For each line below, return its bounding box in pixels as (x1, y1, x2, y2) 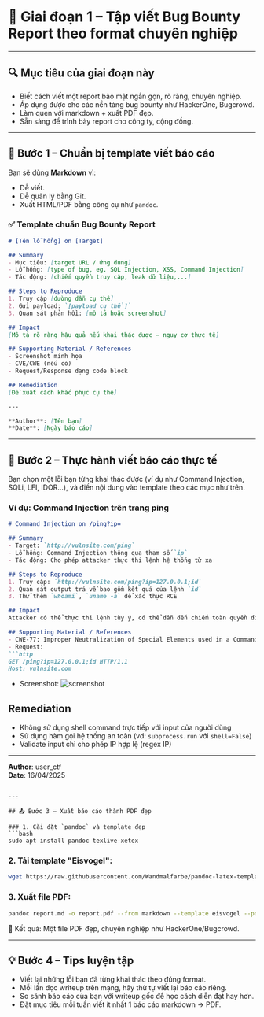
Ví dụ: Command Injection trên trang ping (8, 502, 169, 513)
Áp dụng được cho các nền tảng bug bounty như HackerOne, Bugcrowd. (19, 99, 255, 109)
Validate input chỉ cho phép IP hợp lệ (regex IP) (19, 740, 172, 749)
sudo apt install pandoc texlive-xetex (8, 837, 139, 845)
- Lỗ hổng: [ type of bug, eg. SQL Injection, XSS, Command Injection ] (8, 266, 244, 274)
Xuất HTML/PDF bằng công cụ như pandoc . (19, 199, 159, 209)
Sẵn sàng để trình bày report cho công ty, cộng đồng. (19, 116, 194, 126)
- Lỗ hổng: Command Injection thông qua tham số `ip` (8, 549, 189, 557)
